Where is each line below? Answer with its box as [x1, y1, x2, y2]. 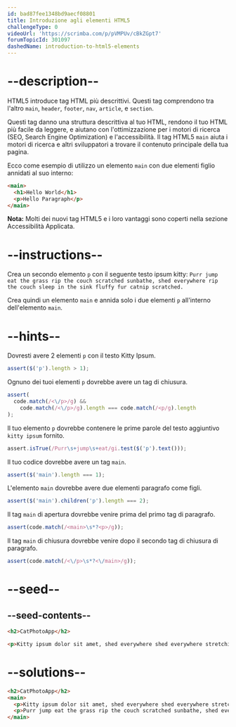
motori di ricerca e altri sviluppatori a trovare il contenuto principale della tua [7, 140, 228, 148]
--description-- [7, 73, 100, 89]
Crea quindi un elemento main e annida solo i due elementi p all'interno [7, 296, 211, 305]
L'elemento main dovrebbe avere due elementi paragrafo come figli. [7, 483, 202, 493]
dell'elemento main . [7, 303, 63, 312]
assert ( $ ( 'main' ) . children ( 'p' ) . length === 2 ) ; [7, 498, 150, 505]
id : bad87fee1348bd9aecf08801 [7, 10, 96, 18]
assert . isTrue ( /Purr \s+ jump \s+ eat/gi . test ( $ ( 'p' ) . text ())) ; [7, 445, 188, 452]
